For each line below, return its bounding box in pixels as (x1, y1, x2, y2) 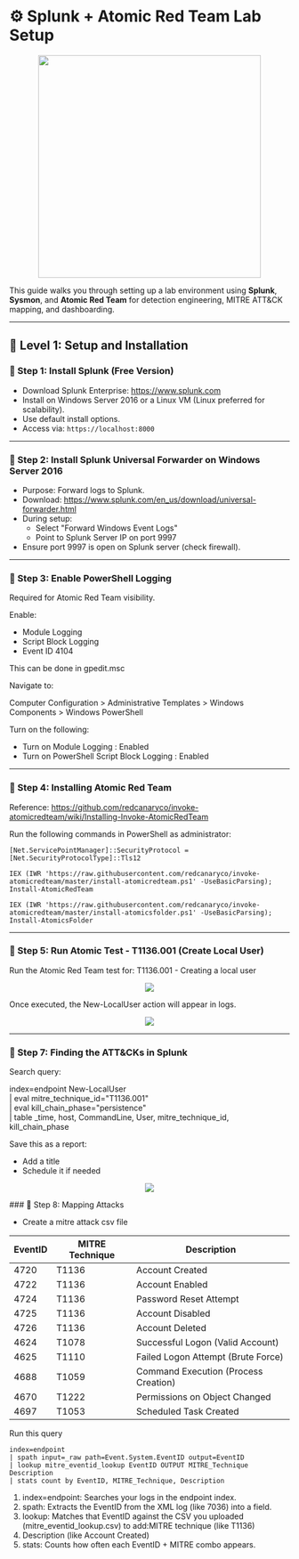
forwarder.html (21, 503, 77, 514)
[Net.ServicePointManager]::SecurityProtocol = (9, 846, 190, 855)
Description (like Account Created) (21, 1530, 149, 1541)
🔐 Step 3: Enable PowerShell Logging (9, 572, 172, 584)
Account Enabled (136, 1279, 208, 1291)
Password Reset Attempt (136, 1293, 239, 1305)
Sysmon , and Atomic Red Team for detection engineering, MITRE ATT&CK (9, 294, 283, 304)
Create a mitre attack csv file (21, 1217, 128, 1228)
